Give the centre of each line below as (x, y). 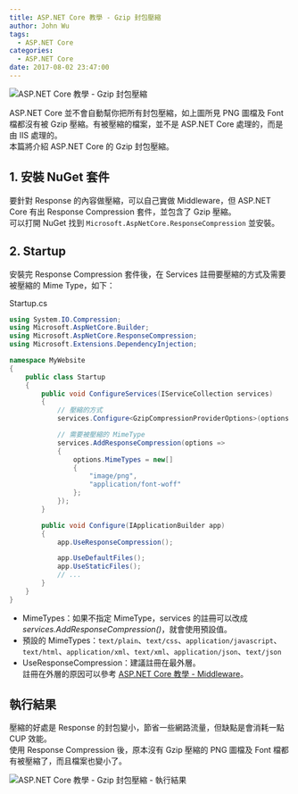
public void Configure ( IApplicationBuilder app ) (133, 525)
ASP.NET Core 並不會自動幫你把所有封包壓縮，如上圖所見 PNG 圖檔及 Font (146, 113)
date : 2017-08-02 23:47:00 (59, 68)
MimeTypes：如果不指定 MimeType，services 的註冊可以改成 (135, 618)
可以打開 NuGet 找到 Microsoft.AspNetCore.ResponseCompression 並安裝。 (145, 222)
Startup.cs (28, 303)
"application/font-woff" (135, 485)
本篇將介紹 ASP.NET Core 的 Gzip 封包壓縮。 (91, 146)
